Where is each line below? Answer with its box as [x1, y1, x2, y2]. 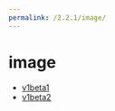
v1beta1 [21, 82, 50, 93]
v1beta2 [21, 91, 52, 102]
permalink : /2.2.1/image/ [8, 13, 106, 23]
